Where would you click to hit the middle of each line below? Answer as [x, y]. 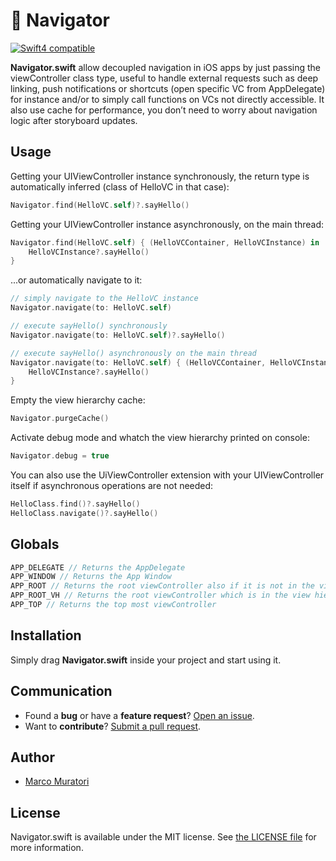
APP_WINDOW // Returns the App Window [91, 577]
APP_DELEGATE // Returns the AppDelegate [98, 567]
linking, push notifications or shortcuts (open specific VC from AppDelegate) [168, 88]
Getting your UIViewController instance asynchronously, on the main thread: [167, 224]
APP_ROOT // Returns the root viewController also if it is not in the [162, 586]
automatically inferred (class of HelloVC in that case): [120, 186]
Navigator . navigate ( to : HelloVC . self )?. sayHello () [118, 335]
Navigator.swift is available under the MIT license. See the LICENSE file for [163, 837]
